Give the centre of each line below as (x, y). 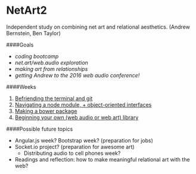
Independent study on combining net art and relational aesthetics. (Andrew (98, 27)
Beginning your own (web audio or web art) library (77, 117)
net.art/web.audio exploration (51, 63)
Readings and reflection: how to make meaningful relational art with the (102, 159)
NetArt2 (27, 10)
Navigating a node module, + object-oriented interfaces (83, 104)
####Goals (20, 45)
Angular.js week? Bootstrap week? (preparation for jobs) (84, 140)
